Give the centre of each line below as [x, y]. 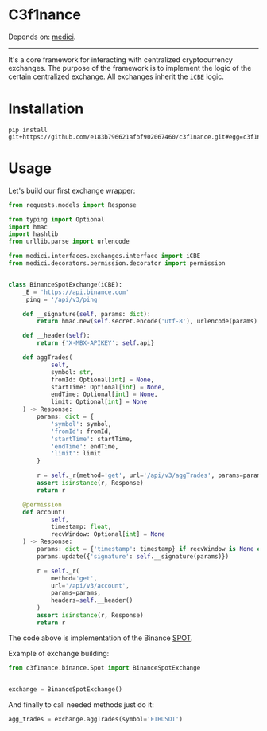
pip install [28, 130]
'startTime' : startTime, [92, 439]
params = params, [76, 593]
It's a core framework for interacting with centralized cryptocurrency [120, 59]
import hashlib [33, 234]
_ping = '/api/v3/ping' [62, 299]
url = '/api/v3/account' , [90, 586]
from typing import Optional [56, 219]
